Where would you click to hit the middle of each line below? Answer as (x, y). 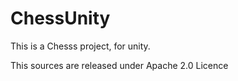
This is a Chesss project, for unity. (80, 46)
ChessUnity (60, 18)
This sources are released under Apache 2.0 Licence (119, 65)
